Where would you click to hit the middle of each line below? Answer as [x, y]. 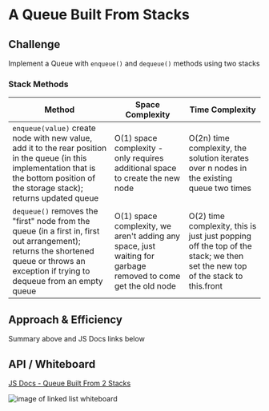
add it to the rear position [59, 148]
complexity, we [143, 226]
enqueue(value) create [54, 128]
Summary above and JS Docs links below [77, 339]
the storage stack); [48, 188]
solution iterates [219, 158]
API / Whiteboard [52, 364]
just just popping [220, 236]
